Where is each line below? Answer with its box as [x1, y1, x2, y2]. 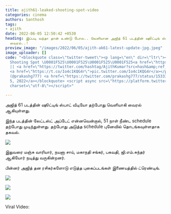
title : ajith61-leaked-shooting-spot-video [5, 7, 99, 13]
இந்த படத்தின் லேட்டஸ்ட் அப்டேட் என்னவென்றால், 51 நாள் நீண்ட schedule [5, 118, 152, 124]
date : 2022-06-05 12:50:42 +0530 [5, 31, 76, 36]
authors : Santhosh [5, 17, 44, 22]
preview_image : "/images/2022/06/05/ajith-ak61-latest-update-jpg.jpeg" [5, 45, 163, 50]
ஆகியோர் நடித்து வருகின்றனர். [5, 154, 66, 160]
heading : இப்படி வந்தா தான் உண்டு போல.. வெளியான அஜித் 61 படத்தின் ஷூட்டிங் [5, 36, 160, 41]
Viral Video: [5, 203, 30, 209]
